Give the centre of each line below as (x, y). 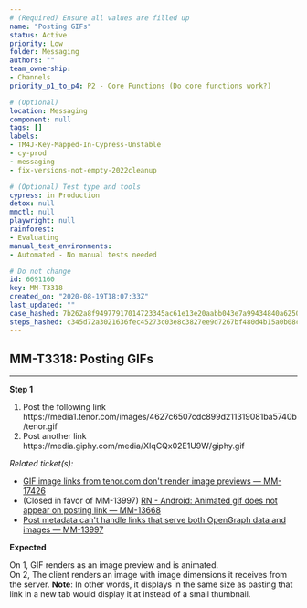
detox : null (32, 204)
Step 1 (21, 390)
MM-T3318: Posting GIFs (81, 358)
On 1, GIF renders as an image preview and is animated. (114, 565)
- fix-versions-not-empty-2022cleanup (83, 170)
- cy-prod (28, 153)
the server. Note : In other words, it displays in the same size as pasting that (151, 584)
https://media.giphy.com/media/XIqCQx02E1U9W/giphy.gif (133, 446)
